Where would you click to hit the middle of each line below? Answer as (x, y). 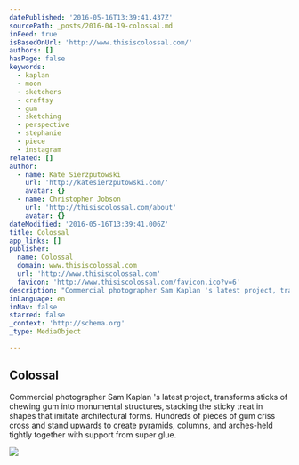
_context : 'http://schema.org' (67, 324)
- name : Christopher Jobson (69, 200)
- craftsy (35, 100)
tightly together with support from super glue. (93, 434)
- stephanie (40, 133)
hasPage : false (37, 59)
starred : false (37, 315)
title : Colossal (39, 232)
